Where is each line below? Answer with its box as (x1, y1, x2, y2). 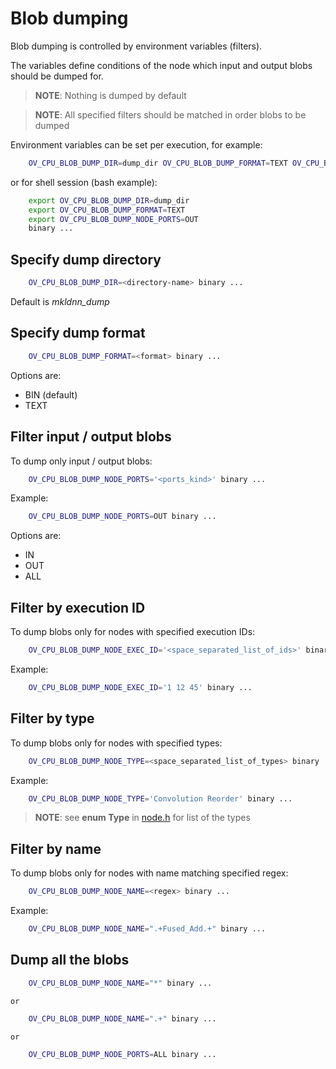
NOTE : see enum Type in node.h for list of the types (34, 812, 251, 824)
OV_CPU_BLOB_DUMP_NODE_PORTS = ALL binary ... (28, 1049, 217, 1059)
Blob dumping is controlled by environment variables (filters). (10, 40, 263, 52)
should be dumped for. (10, 70, 104, 82)
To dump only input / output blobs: (10, 455, 153, 467)
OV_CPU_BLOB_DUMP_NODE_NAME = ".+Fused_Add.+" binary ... (28, 924, 267, 934)
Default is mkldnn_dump (10, 296, 110, 307)
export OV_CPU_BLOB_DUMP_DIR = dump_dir (28, 195, 190, 206)
